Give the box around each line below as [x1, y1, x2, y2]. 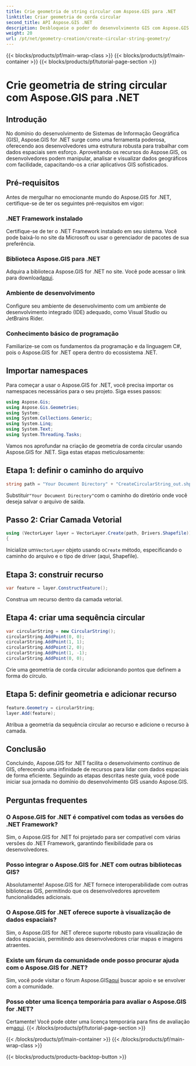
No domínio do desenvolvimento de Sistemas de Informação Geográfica [6, 130, 180, 137]
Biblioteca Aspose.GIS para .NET [6, 255, 101, 263]
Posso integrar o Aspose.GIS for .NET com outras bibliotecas [6, 860, 182, 869]
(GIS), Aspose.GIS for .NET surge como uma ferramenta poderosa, [6, 136, 166, 143]
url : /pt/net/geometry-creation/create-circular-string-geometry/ [6, 36, 171, 42]
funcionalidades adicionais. [6, 894, 72, 901]
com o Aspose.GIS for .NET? [6, 963, 88, 972]
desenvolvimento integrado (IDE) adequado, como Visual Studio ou [6, 308, 167, 315]
